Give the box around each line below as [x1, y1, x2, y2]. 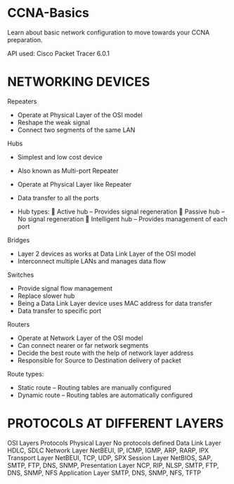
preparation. [7, 35, 44, 44]
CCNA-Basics [7, 5, 90, 21]
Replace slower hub [17, 292, 75, 300]
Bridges [7, 235, 30, 244]
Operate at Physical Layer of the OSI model [17, 110, 143, 119]
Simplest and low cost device [17, 152, 103, 161]
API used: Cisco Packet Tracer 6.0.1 [7, 49, 110, 58]
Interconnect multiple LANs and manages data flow [17, 256, 167, 265]
